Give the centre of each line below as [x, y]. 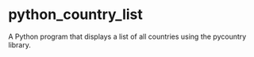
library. [20, 44]
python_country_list [75, 15]
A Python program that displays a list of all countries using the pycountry [127, 36]
